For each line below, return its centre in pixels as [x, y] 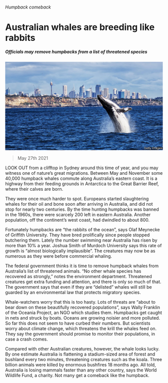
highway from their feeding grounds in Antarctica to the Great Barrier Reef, [82, 184]
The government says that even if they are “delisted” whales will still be [78, 287]
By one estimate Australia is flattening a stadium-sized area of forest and [80, 354]
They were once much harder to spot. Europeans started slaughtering [77, 199]
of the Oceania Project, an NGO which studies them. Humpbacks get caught [84, 313]
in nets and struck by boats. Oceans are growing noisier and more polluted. [83, 318]
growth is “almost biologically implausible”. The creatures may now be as [80, 251]
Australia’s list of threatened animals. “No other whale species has [73, 271]
